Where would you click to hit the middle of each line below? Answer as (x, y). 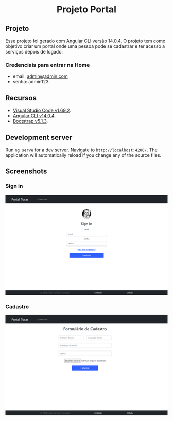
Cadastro (17, 307)
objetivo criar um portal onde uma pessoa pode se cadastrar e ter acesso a (85, 46)
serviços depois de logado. (34, 52)
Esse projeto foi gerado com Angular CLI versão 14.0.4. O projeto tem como (85, 41)
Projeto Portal (86, 10)
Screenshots (26, 172)
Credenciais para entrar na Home (48, 65)
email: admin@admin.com (40, 76)
